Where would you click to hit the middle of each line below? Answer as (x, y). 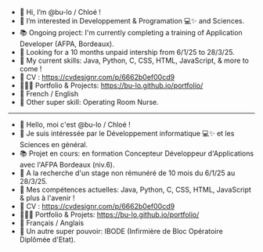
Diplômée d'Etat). (47, 239)
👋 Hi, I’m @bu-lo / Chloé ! (60, 12)
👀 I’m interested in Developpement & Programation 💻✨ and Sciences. (132, 21)
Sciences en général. (54, 144)
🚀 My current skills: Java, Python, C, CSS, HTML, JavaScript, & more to (134, 60)
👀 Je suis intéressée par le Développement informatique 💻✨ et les (127, 133)
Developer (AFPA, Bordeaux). (67, 44)
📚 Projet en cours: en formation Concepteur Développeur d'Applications (137, 153)
